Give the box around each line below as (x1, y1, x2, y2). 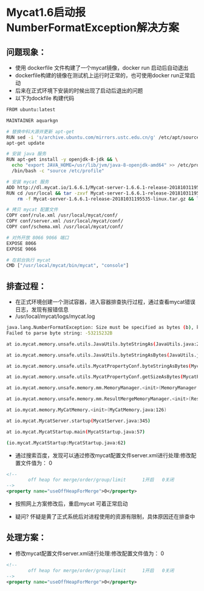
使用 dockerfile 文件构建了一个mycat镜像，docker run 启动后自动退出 (15, 64, 189, 71)
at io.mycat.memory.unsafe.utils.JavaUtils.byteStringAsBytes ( (6, 352, 170, 358)
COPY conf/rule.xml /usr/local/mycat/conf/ (6, 212, 118, 219)
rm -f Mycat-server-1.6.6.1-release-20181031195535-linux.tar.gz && (17, 196, 194, 202)
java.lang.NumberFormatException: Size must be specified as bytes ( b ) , (6, 325, 194, 331)
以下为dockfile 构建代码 (15, 95, 75, 102)
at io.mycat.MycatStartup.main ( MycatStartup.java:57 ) (6, 429, 146, 435)
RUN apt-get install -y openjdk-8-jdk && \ (6, 156, 118, 163)
